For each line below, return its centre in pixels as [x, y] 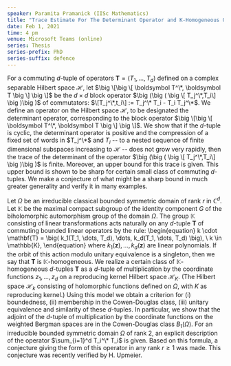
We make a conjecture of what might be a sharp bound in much [118, 179]
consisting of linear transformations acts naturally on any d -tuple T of [106, 223]
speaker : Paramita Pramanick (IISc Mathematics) [78, 13]
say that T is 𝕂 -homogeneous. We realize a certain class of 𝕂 [94, 261]
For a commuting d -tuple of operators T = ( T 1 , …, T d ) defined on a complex [113, 79]
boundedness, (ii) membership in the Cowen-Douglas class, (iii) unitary [108, 302]
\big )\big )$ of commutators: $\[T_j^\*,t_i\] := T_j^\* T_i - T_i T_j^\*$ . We [109, 102]
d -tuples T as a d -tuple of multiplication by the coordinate [131, 269]
